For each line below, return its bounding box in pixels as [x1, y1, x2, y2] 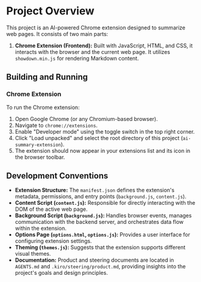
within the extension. [14, 225, 67, 232]
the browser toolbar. [14, 153, 65, 160]
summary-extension [14, 142, 61, 148]
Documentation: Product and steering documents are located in [14, 256, 174, 264]
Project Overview [6, 4, 95, 18]
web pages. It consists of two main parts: [6, 30, 109, 37]
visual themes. [14, 250, 51, 257]
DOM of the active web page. [14, 205, 88, 213]
